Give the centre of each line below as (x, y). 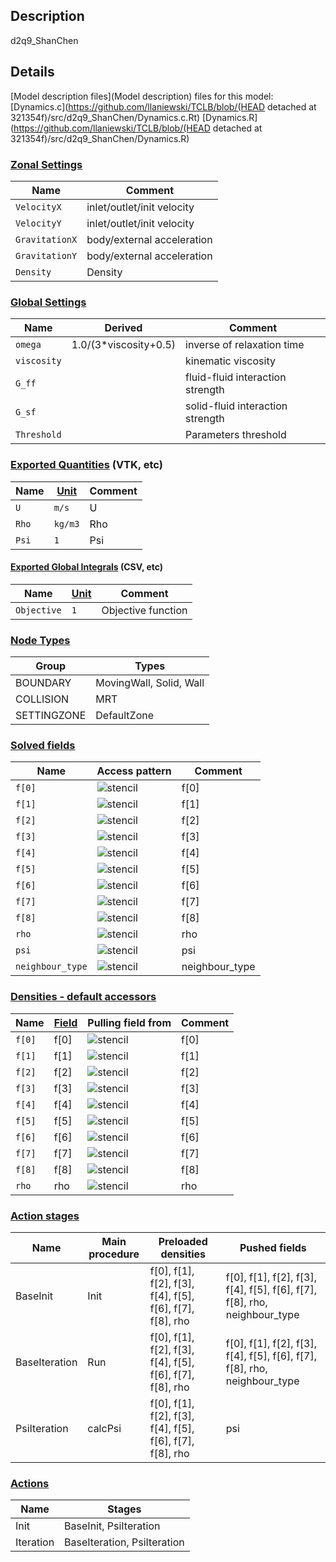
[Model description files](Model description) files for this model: (142, 96)
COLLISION (42, 699)
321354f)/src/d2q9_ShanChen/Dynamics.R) (100, 138)
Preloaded (183, 1241)
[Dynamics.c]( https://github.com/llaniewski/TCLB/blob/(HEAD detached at (163, 106)
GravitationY (46, 255)
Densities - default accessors (83, 997)
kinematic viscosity (230, 361)
